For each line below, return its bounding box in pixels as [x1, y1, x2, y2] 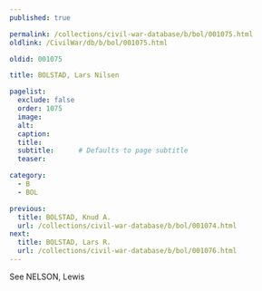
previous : [9, 204, 47, 213]
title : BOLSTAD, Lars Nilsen [9, 71, 120, 80]
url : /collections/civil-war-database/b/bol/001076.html [17, 247, 238, 256]
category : [9, 171, 47, 180]
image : [17, 112, 43, 121]
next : [9, 229, 30, 238]
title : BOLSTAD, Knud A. [17, 212, 112, 222]
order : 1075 [17, 104, 63, 113]
